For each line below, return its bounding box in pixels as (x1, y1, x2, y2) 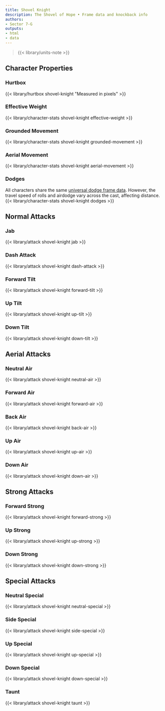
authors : (5, 17, 24, 22)
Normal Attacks (5, 213, 56, 221)
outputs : (5, 26, 24, 31)
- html (5, 31, 19, 36)
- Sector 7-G (5, 21, 33, 27)
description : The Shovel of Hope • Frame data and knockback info (5, 12, 148, 17)
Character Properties (5, 64, 73, 73)
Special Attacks (5, 577, 56, 586)
